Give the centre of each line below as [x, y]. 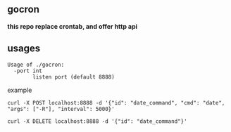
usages [24, 49]
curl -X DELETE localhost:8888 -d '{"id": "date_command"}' [98, 121]
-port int [28, 71]
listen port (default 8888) [74, 77]
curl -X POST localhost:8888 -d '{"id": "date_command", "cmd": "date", [116, 103]
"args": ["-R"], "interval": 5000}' [61, 109]
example [20, 90]
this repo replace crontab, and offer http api [73, 26]
